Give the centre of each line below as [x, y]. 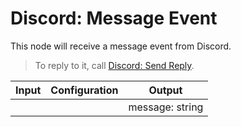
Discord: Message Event [114, 18]
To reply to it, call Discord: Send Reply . [114, 65]
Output [165, 90]
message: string [166, 107]
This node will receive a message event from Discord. [121, 46]
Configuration [84, 90]
